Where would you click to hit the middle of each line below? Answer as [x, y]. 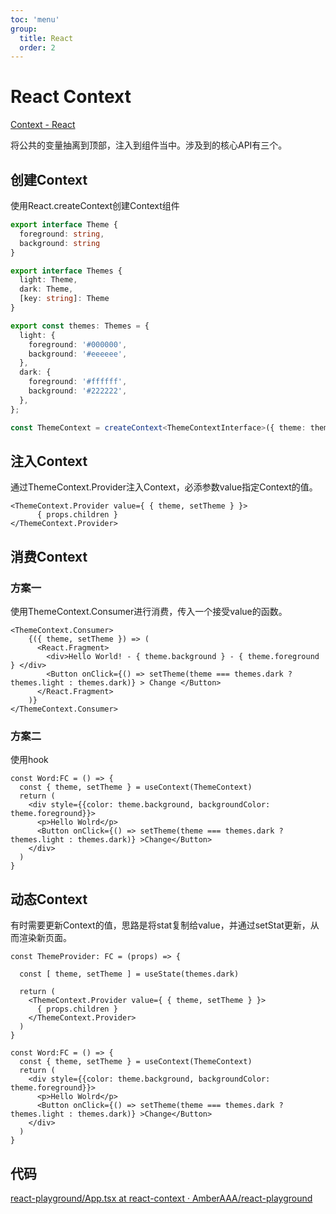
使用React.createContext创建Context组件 [95, 205]
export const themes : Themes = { [80, 326]
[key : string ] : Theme [64, 299]
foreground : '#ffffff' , [78, 382]
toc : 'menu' [35, 19]
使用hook [29, 760]
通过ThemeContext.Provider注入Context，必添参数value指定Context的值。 [164, 487]
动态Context [49, 899]
